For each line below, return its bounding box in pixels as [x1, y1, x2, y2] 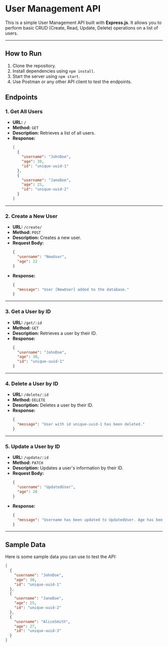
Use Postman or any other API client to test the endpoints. [12, 78, 132, 84]
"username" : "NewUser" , [17, 254, 66, 259]
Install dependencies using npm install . [12, 68, 95, 74]
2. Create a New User [5, 212, 58, 219]
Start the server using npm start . [12, 73, 80, 79]
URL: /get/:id [12, 319, 42, 325]
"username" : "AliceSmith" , [14, 619, 70, 624]
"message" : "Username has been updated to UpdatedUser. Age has [17, 517, 154, 522]
